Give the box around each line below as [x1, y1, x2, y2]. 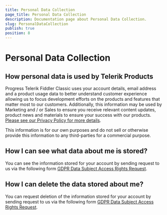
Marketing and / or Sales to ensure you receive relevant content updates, [5, 107, 156, 113]
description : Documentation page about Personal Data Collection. [5, 17, 147, 22]
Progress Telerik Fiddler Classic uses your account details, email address [5, 86, 156, 91]
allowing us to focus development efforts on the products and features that [5, 96, 160, 102]
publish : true [5, 26, 35, 31]
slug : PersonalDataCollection [5, 21, 69, 27]
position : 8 [5, 31, 30, 36]
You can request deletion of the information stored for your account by [5, 193, 151, 199]
